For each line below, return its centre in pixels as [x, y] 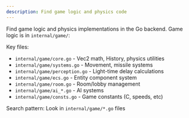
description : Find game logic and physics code [67, 12]
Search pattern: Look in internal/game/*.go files [66, 108]
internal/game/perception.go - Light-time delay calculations [89, 71]
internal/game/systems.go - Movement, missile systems [84, 65]
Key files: [18, 47]
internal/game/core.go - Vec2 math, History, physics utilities [89, 58]
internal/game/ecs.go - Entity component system [76, 77]
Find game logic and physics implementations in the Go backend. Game [95, 29]
